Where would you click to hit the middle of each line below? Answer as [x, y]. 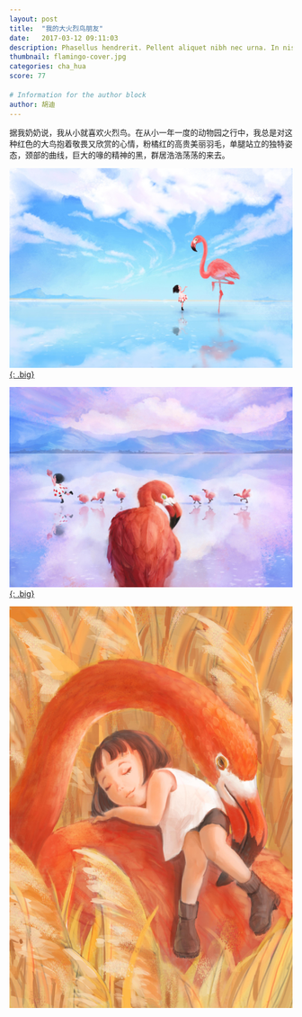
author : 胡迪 [32, 104]
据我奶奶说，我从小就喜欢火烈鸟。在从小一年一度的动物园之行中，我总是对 [147, 132]
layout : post [34, 19]
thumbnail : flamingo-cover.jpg [68, 57]
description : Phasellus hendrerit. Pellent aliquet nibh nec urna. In [144, 48]
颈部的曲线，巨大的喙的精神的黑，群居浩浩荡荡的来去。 [127, 155]
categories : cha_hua [48, 67]
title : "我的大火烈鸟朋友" [56, 28]
